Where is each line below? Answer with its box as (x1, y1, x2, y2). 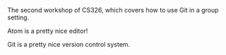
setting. (7, 13, 30, 22)
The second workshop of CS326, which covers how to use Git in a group (7, 6, 219, 14)
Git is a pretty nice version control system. (7, 40, 131, 48)
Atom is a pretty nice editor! (7, 27, 88, 35)
